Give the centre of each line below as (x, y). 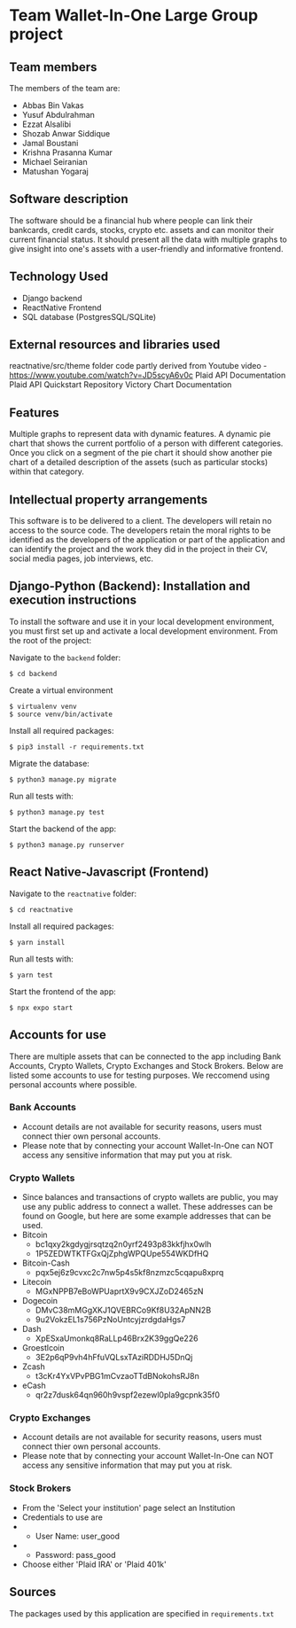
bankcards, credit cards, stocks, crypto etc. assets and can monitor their (142, 230)
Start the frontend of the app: (63, 991)
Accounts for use (58, 1035)
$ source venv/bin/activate (61, 714)
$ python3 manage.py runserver (67, 845)
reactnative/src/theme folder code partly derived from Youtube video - (138, 366)
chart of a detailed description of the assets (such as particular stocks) (139, 463)
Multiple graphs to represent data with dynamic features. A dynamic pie (140, 434)
